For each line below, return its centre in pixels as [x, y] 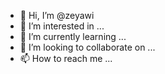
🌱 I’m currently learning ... [73, 36]
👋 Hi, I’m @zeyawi [57, 15]
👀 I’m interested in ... [62, 26]
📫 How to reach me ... [66, 58]
